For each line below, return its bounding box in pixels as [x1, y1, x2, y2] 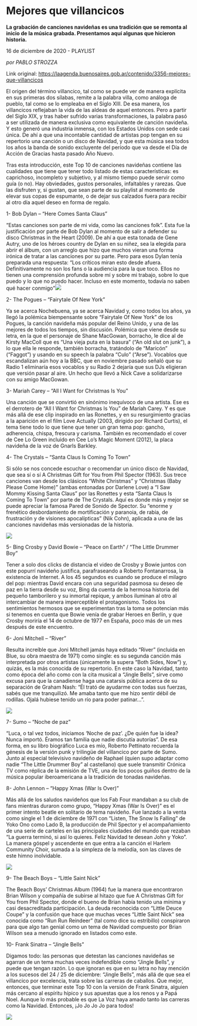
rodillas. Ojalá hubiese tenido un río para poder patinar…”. [6, 696, 145, 703]
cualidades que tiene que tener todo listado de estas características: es [6, 167, 179, 174]
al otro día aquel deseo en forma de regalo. [6, 198, 110, 206]
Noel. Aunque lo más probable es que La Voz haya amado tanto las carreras [6, 995, 190, 1003]
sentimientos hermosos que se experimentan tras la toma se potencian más [6, 604, 189, 611]
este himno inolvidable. [6, 852, 62, 859]
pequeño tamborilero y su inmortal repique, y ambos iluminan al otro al [6, 592, 177, 599]
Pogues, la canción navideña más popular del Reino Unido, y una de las [6, 320, 179, 327]
